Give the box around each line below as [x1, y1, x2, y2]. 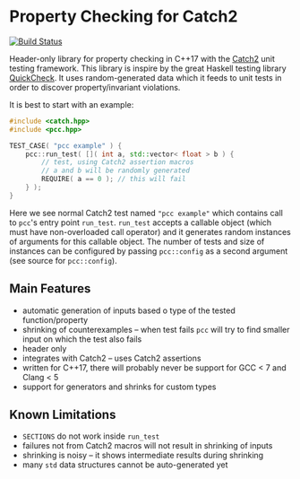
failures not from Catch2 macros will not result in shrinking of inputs [21, 440, 273, 451]
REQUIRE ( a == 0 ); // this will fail [41, 175, 186, 184]
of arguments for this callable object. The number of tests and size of [9, 236, 265, 247]
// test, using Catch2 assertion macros [41, 158, 194, 167]
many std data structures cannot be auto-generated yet [21, 459, 228, 470]
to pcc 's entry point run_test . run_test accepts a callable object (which [9, 217, 272, 228]
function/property [21, 314, 89, 325]
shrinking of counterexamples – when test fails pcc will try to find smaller [21, 324, 290, 335]
